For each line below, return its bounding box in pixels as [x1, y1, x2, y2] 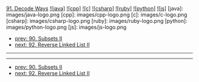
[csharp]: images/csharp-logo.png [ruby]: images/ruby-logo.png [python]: [6, 18, 188, 24]
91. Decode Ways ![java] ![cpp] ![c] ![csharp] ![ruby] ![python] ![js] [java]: [6, 5, 184, 12]
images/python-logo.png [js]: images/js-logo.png [6, 23, 127, 30]
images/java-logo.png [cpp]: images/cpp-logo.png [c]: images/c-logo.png [6, 11, 188, 18]
